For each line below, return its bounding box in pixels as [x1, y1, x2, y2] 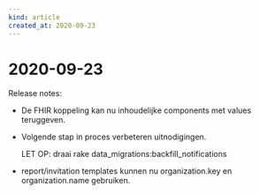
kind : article [8, 12, 61, 22]
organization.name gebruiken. [20, 175, 131, 186]
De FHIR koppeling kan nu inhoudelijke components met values [20, 105, 252, 116]
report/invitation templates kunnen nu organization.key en [20, 166, 233, 176]
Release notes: [8, 88, 63, 99]
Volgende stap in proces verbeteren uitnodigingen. [20, 131, 207, 142]
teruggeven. [20, 115, 66, 125]
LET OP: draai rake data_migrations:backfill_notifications [20, 149, 227, 160]
